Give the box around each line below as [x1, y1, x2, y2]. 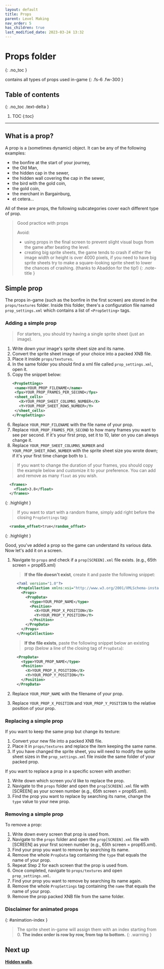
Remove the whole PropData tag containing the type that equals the [12, 852, 147, 858]
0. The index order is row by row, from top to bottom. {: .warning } [17, 931, 152, 937]
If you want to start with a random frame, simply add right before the [17, 509, 155, 516]
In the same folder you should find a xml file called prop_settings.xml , [12, 361, 153, 367]
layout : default [5, 7, 38, 12]
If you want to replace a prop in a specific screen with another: [5, 768, 131, 775]
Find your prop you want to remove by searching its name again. [12, 878, 142, 884]
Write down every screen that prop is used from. [12, 831, 110, 837]
